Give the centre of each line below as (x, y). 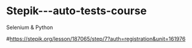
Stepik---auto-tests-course (76, 11)
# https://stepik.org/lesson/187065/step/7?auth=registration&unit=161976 (96, 39)
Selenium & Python (30, 27)
